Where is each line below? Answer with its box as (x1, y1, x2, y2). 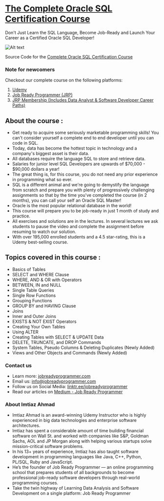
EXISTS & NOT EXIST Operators (12, 318, 77, 324)
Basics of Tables (12, 266, 46, 272)
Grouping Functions (12, 297, 52, 303)
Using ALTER (12, 329, 39, 335)
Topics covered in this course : (5, 253, 101, 262)
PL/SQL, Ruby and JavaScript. (12, 459, 73, 465)
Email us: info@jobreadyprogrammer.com (12, 378, 96, 384)
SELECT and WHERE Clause (12, 271, 70, 277)
